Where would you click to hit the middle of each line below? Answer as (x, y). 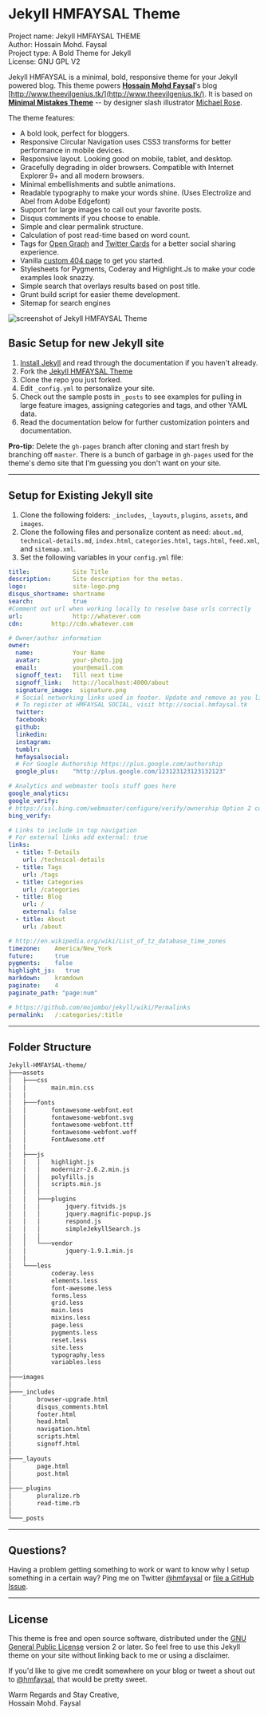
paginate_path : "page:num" (53, 993)
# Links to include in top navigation (73, 830)
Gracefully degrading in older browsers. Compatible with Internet (126, 167)
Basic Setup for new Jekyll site (87, 344)
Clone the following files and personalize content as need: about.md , (132, 532)
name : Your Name (60, 653)
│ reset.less (48, 1340)
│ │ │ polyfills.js (51, 1177)
